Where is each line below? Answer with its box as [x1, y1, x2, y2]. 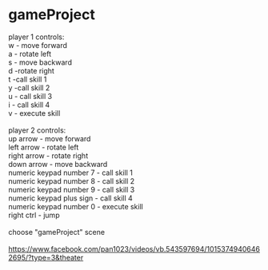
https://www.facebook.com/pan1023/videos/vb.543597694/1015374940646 [8, 244, 261, 253]
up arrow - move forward [8, 133, 91, 143]
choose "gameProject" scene [8, 227, 106, 236]
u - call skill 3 [8, 91, 53, 101]
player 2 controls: [8, 125, 66, 135]
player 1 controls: [8, 32, 65, 42]
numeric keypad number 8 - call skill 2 [8, 176, 135, 185]
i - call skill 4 [8, 100, 50, 109]
